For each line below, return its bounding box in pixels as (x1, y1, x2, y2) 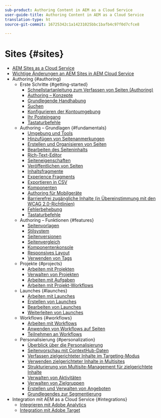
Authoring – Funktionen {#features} (19, 217, 94, 223)
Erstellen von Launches (27, 298, 77, 305)
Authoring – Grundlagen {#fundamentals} (19, 125, 107, 131)
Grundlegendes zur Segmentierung (27, 391, 102, 397)
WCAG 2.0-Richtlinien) (27, 201, 75, 207)
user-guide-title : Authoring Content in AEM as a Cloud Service (5, 12, 144, 17)
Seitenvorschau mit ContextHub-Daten (27, 347, 109, 354)
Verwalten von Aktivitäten (27, 375, 82, 381)
